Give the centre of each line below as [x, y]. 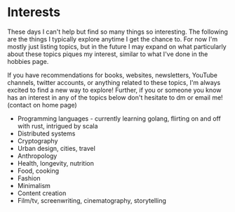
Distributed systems [46, 133]
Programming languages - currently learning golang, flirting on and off [119, 118]
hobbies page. [28, 61]
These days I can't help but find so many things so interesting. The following [117, 32]
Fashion [29, 178]
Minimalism [34, 185]
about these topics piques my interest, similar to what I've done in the [108, 54]
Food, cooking [38, 171]
